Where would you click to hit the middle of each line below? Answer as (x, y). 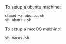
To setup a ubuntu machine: (33, 7)
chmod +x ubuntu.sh (25, 16)
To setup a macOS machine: (33, 29)
